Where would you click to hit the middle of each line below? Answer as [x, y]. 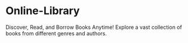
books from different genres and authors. [56, 33]
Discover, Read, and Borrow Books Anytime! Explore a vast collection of [94, 27]
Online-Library [43, 11]
